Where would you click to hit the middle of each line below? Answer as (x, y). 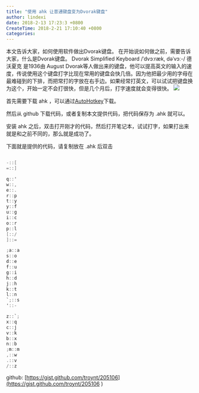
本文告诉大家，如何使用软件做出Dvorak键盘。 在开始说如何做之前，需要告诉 (99, 52)
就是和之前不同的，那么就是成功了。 (50, 134)
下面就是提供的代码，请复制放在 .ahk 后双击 (60, 147)
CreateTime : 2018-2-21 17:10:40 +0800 (54, 28)
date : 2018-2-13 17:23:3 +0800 (45, 23)
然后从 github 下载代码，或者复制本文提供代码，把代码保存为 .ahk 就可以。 (97, 114)
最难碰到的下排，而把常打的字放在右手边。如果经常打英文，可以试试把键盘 (97, 81)
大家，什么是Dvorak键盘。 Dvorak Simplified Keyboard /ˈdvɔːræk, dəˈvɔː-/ (96, 59)
